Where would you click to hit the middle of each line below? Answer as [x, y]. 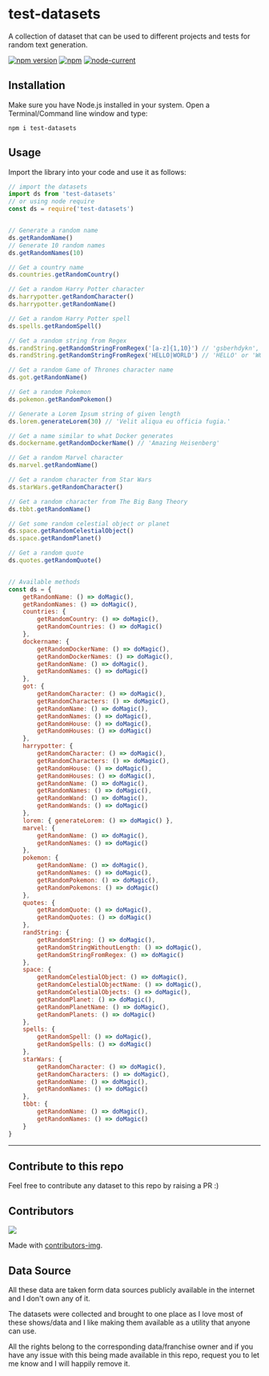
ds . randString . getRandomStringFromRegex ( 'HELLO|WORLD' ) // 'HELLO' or [128, 355]
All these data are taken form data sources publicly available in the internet [132, 1290]
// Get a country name [46, 267]
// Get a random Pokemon [50, 392]
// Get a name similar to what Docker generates [91, 436]
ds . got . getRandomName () [48, 378]
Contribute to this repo [66, 1166]
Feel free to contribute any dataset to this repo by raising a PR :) [114, 1186]
